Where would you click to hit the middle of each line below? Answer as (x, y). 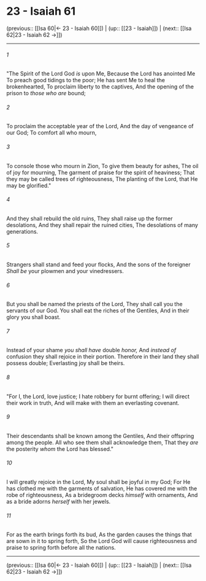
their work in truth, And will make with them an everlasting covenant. (93, 402)
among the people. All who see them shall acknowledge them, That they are (102, 442)
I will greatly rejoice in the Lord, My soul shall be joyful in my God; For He (98, 482)
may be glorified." (29, 185)
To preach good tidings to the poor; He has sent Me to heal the (86, 80)
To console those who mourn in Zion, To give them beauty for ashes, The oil (102, 166)
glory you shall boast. (34, 317)
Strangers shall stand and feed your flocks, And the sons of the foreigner (99, 264)
